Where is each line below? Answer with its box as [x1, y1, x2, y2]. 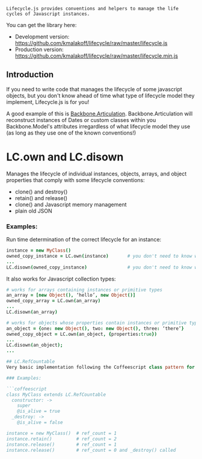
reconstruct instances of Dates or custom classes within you [6, 116, 156, 123]
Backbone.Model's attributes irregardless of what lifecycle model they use [6, 123, 191, 130]
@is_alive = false [17, 419, 63, 426]
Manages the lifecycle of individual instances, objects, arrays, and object [6, 170, 187, 177]
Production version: [14, 46, 64, 53]
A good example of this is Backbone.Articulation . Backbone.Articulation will [6, 110, 193, 117]
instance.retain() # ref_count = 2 [6, 436, 117, 442]
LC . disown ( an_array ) [6, 309, 58, 315]
